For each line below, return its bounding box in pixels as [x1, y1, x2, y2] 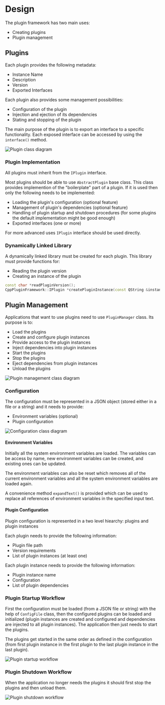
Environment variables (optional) [12, 413, 79, 419]
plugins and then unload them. [5, 685, 67, 691]
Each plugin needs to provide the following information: [5, 533, 117, 538]
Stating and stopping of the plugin [12, 117, 82, 123]
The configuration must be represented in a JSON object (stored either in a [5, 399, 157, 404]
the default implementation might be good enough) [12, 215, 115, 221]
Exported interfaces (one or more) [12, 220, 82, 226]
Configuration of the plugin [12, 106, 67, 112]
